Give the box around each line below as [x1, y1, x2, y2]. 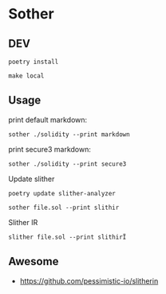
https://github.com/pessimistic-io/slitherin [19, 276, 159, 285]
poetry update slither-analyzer [8, 189, 116, 197]
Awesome [8, 255, 59, 268]
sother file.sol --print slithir [8, 203, 120, 211]
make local [8, 72, 45, 80]
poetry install [8, 58, 59, 66]
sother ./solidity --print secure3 [8, 159, 127, 168]
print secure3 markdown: [8, 144, 92, 154]
